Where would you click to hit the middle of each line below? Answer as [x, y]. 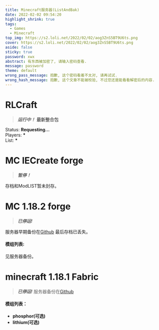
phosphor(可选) [29, 316]
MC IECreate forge [44, 160]
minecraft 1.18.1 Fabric [52, 277]
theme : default [21, 71]
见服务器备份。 [21, 256]
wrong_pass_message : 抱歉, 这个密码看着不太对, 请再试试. [61, 75]
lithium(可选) [26, 322]
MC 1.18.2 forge [38, 206]
